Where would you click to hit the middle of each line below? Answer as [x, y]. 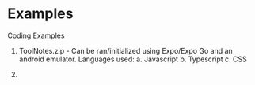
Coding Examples [36, 35]
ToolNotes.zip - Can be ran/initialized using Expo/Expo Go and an [126, 50]
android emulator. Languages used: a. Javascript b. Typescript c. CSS [133, 59]
